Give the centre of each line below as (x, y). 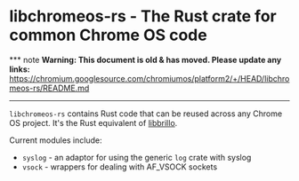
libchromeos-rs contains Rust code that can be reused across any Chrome (146, 114)
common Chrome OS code (108, 35)
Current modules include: (56, 140)
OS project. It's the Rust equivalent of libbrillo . (93, 122)
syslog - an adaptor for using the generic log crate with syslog (137, 157)
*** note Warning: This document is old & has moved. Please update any (145, 59)
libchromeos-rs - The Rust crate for (143, 16)
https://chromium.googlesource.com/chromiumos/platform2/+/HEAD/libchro (149, 78)
